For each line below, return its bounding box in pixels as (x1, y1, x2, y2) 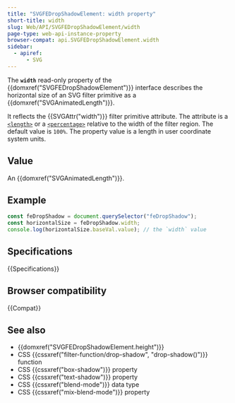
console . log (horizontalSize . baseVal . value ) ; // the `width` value (7, 226, 207, 233)
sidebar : (7, 43, 33, 50)
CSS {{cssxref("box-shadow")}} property (17, 366, 138, 374)
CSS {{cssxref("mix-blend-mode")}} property (17, 388, 150, 397)
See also (7, 325, 46, 337)
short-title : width (7, 17, 65, 24)
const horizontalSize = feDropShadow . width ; (7, 220, 140, 227)
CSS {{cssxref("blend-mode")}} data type (17, 380, 140, 389)
